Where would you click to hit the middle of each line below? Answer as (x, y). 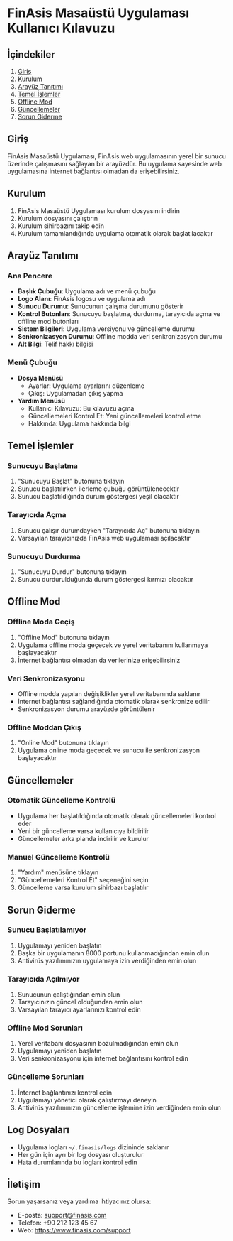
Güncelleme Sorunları (46, 1077)
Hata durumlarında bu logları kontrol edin (77, 1162)
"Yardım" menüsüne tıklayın (58, 872)
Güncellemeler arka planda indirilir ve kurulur (83, 838)
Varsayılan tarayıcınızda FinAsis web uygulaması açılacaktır (104, 538)
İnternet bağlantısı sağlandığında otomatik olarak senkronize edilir (113, 701)
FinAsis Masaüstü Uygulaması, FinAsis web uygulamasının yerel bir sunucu (117, 156)
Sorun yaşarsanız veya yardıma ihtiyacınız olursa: (79, 1201)
